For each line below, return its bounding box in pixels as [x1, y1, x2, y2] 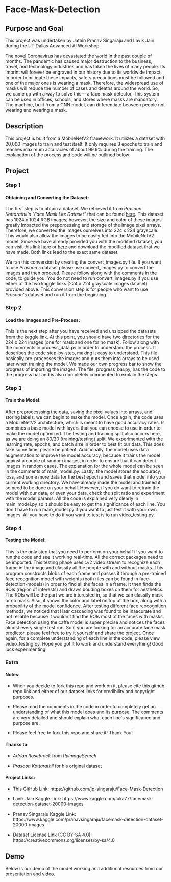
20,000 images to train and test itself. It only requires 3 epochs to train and [5, 140, 162, 147]
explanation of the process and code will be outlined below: [5, 152, 131, 158]
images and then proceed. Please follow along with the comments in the [5, 270, 157, 276]
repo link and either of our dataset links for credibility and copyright [12, 688, 155, 694]
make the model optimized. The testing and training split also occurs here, [5, 430, 161, 436]
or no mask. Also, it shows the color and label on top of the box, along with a [5, 597, 166, 603]
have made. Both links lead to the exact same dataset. [5, 249, 119, 255]
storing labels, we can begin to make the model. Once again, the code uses [5, 414, 164, 420]
